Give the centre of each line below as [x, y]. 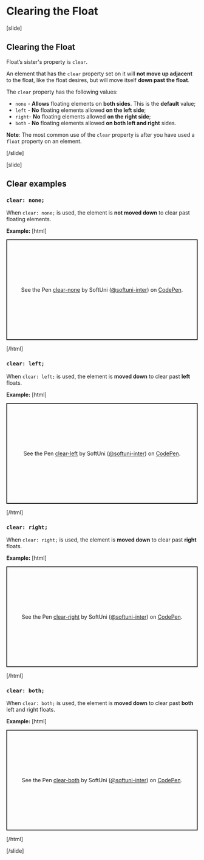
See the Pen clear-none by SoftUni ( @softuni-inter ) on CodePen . [102, 290]
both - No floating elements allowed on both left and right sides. [96, 123]
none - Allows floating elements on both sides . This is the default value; [105, 103]
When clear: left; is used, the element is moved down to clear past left [98, 376]
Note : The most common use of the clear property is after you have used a [101, 134]
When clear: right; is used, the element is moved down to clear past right [101, 540]
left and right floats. [31, 710]
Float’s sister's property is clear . [47, 61]
